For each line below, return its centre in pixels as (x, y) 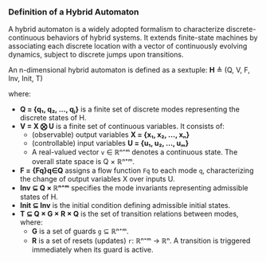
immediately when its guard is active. (92, 250)
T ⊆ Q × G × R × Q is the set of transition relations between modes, (129, 214)
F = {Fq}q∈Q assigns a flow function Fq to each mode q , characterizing (137, 170)
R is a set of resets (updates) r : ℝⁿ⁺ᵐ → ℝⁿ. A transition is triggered (141, 240)
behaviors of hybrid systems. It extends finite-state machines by (152, 37)
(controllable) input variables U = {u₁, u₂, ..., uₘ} (110, 143)
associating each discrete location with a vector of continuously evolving (128, 46)
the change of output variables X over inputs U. (97, 179)
